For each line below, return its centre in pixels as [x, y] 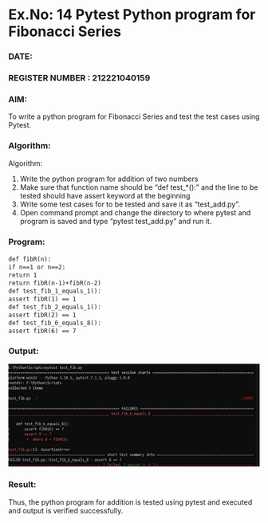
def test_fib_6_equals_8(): [55, 323]
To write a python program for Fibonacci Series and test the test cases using [134, 116]
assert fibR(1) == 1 [43, 299]
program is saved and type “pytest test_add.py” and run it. [116, 221]
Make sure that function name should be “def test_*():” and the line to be [139, 187]
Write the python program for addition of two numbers [109, 179]
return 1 [23, 275]
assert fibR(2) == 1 [43, 315]
